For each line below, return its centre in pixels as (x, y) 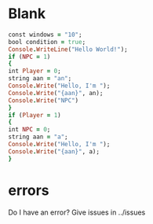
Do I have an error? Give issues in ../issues (77, 212)
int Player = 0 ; (35, 72)
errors (29, 190)
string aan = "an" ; (40, 79)
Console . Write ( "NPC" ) (44, 100)
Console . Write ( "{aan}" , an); (56, 93)
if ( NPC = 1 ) (29, 57)
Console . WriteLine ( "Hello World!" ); (68, 49)
